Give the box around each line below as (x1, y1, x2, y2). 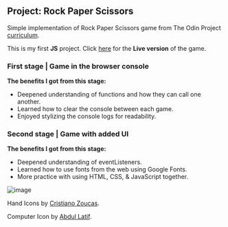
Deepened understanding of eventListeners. (16, 158, 142, 167)
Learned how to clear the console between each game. (16, 105, 174, 113)
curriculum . (7, 31, 40, 39)
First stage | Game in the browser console (7, 61, 149, 71)
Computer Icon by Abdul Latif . (7, 213, 92, 221)
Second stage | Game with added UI (7, 130, 129, 139)
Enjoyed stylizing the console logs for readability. (16, 112, 157, 121)
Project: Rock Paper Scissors (7, 5, 134, 17)
